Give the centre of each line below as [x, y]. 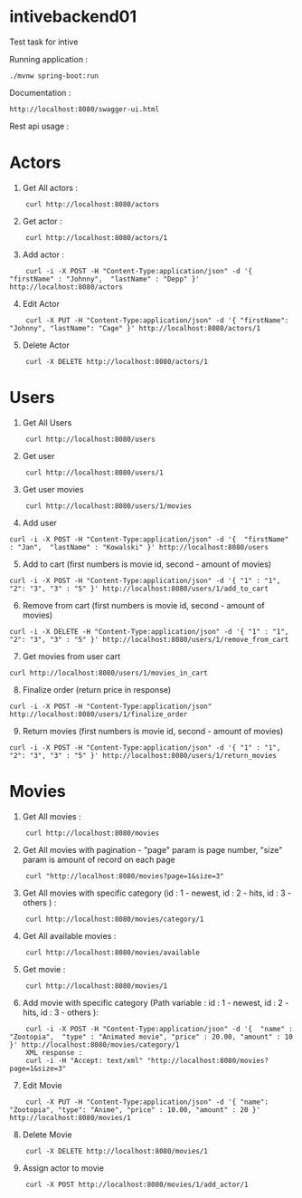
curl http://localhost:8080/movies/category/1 [115, 919]
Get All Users [47, 422]
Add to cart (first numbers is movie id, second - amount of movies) [147, 564]
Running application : [49, 59]
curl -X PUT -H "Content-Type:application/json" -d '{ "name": [147, 1102]
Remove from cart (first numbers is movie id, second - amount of [143, 605]
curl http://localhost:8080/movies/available [113, 953]
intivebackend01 [73, 17]
